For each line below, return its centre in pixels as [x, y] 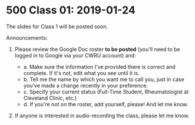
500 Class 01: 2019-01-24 [71, 10]
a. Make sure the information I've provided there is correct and [99, 67]
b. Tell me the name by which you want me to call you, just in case [104, 79]
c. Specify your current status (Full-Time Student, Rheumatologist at [106, 92]
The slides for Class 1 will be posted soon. [57, 26]
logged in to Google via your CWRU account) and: [75, 55]
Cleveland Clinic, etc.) [50, 98]
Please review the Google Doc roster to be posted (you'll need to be [97, 49]
